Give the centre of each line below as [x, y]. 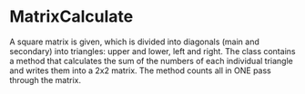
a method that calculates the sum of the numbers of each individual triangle [151, 61]
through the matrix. [46, 80]
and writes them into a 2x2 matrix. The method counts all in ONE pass [140, 70]
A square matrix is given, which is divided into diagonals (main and [134, 42]
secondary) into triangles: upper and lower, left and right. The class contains [152, 51]
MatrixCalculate [71, 17]
